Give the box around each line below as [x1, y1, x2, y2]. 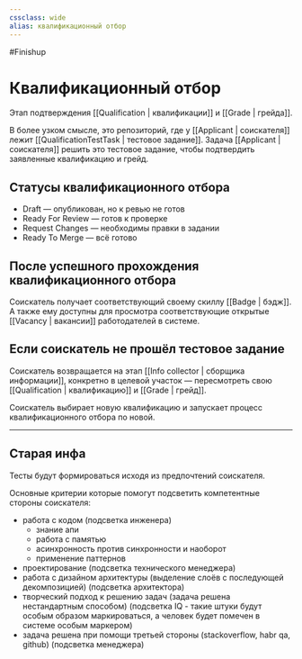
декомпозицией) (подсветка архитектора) [22, 582, 185, 592]
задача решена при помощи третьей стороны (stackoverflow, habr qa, [22, 629, 290, 640]
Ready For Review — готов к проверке [22, 213, 168, 224]
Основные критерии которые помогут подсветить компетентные [9, 487, 261, 498]
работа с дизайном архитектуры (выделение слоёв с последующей [22, 572, 284, 582]
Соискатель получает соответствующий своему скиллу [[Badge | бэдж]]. [9, 296, 292, 307]
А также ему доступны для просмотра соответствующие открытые [9, 306, 270, 317]
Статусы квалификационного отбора [9, 179, 231, 194]
